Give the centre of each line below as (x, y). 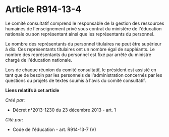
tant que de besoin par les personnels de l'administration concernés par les (84, 75)
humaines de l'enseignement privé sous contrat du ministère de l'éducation (83, 28)
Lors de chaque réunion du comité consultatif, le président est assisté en (81, 70)
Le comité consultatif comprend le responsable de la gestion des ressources (85, 23)
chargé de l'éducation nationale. (39, 60)
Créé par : (15, 100)
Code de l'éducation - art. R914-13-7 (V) (54, 129)
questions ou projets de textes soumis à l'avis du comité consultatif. (76, 80)
